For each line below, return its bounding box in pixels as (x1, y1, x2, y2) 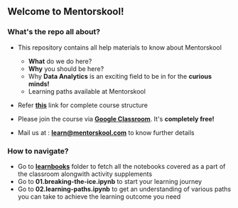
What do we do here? (28, 57, 92, 65)
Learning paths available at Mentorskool (28, 87, 146, 95)
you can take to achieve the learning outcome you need (17, 192, 181, 201)
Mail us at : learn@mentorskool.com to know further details (17, 128, 195, 137)
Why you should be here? (28, 64, 104, 73)
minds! (28, 80, 50, 88)
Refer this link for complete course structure (17, 101, 148, 109)
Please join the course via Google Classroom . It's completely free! (17, 114, 215, 123)
